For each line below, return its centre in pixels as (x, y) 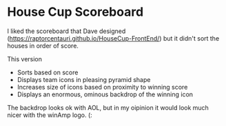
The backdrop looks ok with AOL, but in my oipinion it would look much (108, 107)
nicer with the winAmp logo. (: (50, 115)
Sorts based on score (48, 72)
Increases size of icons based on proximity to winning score (102, 87)
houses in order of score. (43, 45)
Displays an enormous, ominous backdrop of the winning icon (105, 94)
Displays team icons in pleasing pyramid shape (84, 79)
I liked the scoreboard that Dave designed (66, 31)
